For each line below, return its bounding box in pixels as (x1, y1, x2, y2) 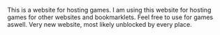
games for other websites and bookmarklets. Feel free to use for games (7, 13, 214, 21)
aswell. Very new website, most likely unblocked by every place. (7, 21, 192, 28)
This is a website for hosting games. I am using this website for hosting (7, 6, 212, 14)
